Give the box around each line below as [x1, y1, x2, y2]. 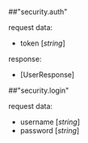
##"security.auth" [8, 7, 68, 16]
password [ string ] [19, 126, 80, 135]
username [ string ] [19, 117, 81, 127]
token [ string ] [19, 38, 66, 48]
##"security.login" [8, 85, 69, 95]
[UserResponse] [19, 70, 75, 80]
